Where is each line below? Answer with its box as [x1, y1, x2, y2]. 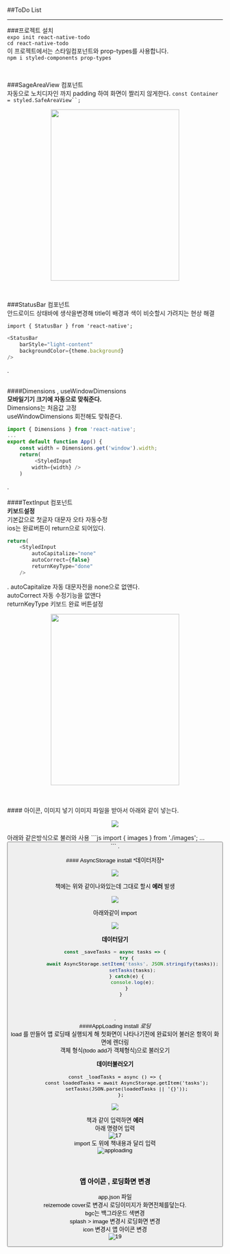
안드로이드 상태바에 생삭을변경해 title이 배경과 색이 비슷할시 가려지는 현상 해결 [7, 309, 215, 317]
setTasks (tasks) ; [109, 966, 156, 974]
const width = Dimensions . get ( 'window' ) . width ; [19, 445, 157, 452]
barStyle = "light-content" [19, 341, 94, 348]
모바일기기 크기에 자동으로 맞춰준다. [7, 395, 102, 403]
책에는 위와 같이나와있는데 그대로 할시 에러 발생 [55, 883, 175, 890]
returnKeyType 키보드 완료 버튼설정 [7, 600, 104, 608]
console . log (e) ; [110, 979, 155, 985]
